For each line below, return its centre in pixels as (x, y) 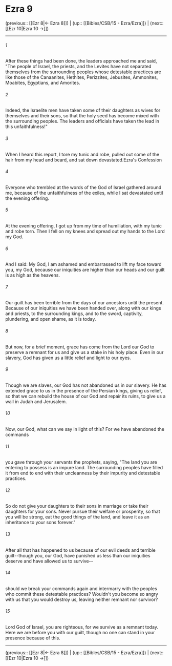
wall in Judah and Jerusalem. (36, 401)
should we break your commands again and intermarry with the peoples (81, 588)
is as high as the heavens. (33, 275)
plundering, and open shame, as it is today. (51, 319)
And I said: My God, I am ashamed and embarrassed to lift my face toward (84, 264)
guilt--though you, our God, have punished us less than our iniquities (78, 555)
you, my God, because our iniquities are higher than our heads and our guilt (85, 270)
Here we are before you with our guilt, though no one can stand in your (80, 632)
